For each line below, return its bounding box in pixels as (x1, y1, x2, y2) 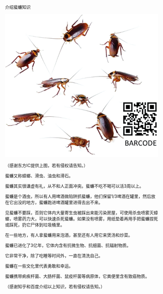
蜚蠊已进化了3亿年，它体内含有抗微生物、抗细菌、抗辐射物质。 (5, 243, 131, 248)
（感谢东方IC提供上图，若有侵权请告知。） (5, 163, 88, 169)
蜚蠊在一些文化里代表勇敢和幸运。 (5, 263, 73, 269)
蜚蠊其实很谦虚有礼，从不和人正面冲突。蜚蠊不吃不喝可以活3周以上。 (5, 183, 144, 189)
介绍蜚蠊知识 (5, 4, 31, 10)
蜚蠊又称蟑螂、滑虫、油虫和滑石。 (5, 173, 73, 179)
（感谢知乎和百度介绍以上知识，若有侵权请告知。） (5, 284, 105, 290)
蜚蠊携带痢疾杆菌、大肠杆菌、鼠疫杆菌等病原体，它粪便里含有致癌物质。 (5, 273, 149, 279)
